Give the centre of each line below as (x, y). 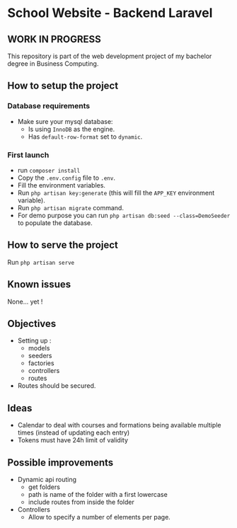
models (39, 348)
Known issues (39, 285)
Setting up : (34, 340)
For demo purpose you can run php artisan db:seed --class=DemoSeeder (124, 215)
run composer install (49, 170)
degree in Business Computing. (53, 64)
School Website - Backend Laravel (110, 13)
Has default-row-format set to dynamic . (85, 137)
